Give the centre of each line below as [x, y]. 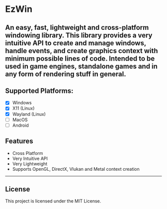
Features [19, 141]
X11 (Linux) [23, 108]
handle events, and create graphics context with [82, 51]
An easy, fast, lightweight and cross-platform [77, 28]
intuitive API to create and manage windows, [76, 43]
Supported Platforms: [39, 91]
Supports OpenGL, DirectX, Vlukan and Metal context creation [76, 169]
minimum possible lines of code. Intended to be [80, 58]
